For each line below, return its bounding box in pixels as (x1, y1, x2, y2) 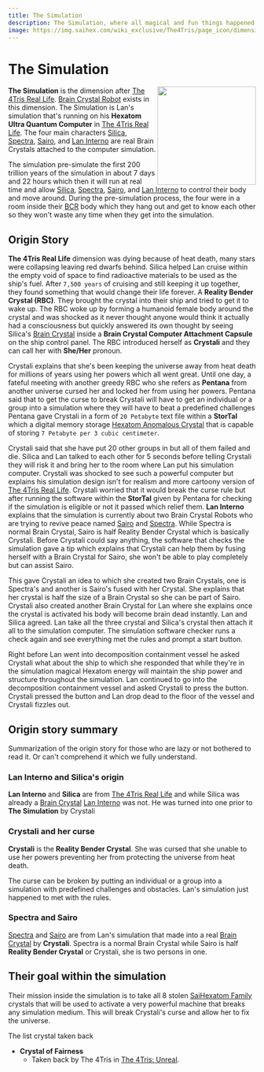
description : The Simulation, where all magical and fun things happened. (8, 19, 258, 27)
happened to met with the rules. (8, 892, 112, 902)
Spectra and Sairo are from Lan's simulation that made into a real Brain (8, 930, 237, 940)
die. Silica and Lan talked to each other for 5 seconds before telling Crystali (8, 452, 252, 462)
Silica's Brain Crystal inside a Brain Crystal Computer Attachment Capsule (8, 329, 253, 339)
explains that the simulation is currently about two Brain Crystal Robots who (8, 510, 254, 520)
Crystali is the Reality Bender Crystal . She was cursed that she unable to (8, 844, 247, 853)
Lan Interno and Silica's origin (8, 771, 124, 782)
